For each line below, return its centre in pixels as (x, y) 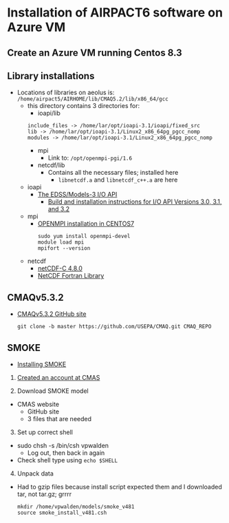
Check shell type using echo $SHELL (67, 460)
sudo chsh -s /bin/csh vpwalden (63, 446)
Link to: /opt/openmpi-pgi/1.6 (90, 158)
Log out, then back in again (66, 453)
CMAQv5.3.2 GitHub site (52, 314)
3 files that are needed (59, 419)
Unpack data (35, 473)
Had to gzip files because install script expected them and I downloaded (119, 487)
